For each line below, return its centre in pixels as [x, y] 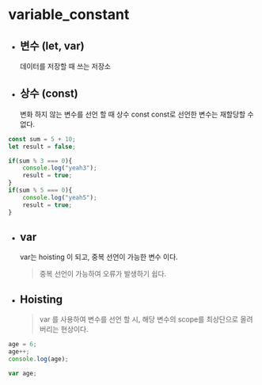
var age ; [23, 373]
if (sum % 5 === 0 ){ [40, 191]
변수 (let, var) [52, 46]
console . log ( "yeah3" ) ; [60, 168]
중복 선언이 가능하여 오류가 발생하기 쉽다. [103, 274]
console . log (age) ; [38, 359]
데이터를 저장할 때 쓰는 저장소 [65, 66]
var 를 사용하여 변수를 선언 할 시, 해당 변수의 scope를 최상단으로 [139, 319]
